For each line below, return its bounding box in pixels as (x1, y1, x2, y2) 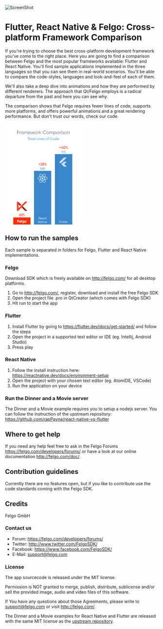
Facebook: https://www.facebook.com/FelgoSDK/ (12, 546, 112, 552)
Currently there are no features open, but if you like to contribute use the (5, 480, 151, 486)
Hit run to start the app (12, 300, 58, 306)
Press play (12, 344, 34, 350)
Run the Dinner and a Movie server (5, 395, 89, 402)
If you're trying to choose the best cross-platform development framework (5, 48, 155, 53)
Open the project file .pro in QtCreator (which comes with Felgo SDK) (12, 295, 151, 301)
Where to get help (5, 430, 61, 438)
